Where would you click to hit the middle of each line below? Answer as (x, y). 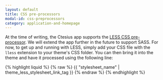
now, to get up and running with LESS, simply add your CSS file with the (78, 47)
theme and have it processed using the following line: (59, 58)
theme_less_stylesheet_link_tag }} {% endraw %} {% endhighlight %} (75, 72)
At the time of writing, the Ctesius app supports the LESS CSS (68, 37)
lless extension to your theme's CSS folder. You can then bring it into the (79, 53)
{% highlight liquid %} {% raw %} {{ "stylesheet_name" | (62, 67)
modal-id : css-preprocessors (35, 19)
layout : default (22, 10)
